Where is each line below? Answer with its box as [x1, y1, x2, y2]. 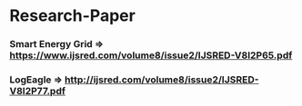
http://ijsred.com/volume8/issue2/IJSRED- [64, 73, 259, 86]
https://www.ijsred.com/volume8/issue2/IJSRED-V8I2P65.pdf [9, 49, 293, 62]
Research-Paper [9, 5, 136, 26]
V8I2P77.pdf [9, 85, 66, 98]
